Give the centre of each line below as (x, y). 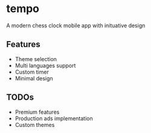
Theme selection (36, 59)
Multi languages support (45, 65)
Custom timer (32, 72)
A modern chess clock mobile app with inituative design (76, 25)
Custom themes (35, 125)
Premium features (37, 112)
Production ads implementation (54, 118)
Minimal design (34, 78)
